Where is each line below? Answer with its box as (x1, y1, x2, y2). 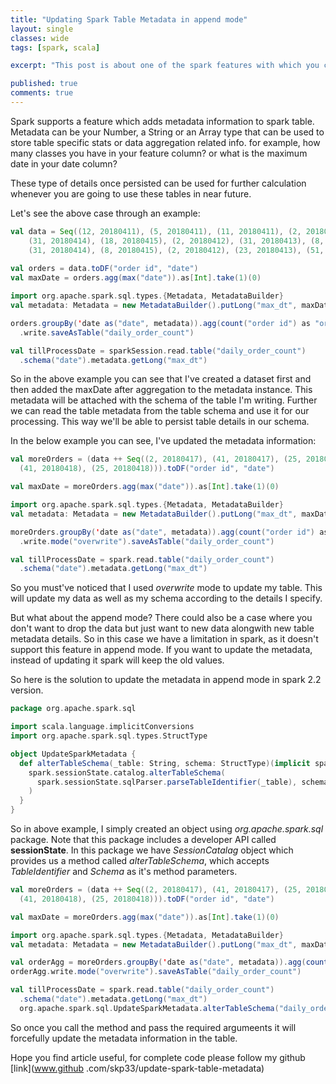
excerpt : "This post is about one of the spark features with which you (10, 61, 320, 71)
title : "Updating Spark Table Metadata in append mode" (10, 14, 248, 25)
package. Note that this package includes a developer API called (10, 834, 277, 845)
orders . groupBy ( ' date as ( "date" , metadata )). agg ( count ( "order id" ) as (10, 318, 311, 328)
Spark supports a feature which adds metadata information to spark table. (10, 115, 315, 127)
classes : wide (10, 33, 70, 43)
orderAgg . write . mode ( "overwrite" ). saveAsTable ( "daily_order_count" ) (10, 967, 302, 977)
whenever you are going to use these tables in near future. (10, 187, 252, 200)
